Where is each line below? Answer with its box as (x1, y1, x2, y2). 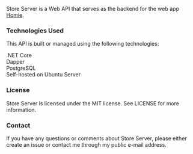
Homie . (6, 11, 24, 19)
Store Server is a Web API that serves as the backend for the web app (6, 5, 179, 12)
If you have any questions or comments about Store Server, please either (6, 135, 188, 142)
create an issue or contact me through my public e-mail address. (6, 141, 167, 148)
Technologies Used (6, 26, 64, 35)
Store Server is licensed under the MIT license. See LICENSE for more (6, 99, 179, 107)
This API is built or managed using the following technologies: (6, 40, 159, 48)
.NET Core (6, 52, 32, 59)
